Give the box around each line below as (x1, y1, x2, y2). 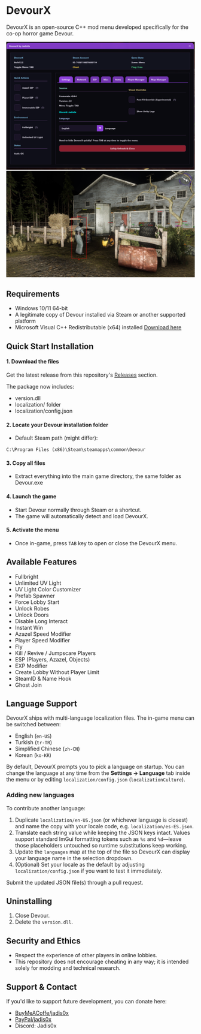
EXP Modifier (14, 662, 48, 669)
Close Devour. (14, 912, 50, 919)
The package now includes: (6, 383, 75, 390)
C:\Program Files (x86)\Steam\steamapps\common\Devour (6, 447, 146, 453)
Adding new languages (6, 791, 75, 799)
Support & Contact (6, 982, 77, 992)
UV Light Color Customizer (14, 585, 81, 593)
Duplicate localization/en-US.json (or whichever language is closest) (14, 816, 188, 823)
